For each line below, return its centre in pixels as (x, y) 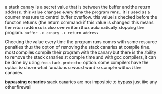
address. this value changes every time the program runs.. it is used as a (78, 12)
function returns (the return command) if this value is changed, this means (79, 22)
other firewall (18, 87)
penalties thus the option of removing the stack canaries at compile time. (78, 47)
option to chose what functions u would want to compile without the (73, 67)
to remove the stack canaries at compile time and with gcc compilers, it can (81, 57)
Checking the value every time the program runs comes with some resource (81, 42)
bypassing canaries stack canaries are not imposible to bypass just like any (81, 82)
